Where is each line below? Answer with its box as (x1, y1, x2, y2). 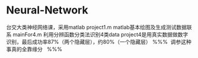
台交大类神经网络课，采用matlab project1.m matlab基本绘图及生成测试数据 (6, 23, 187, 30)
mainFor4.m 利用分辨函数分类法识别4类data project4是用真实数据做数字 (12, 30, 189, 38)
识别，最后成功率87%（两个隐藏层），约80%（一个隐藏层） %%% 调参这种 (6, 38, 191, 45)
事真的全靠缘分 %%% (6, 45, 63, 53)
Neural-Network (6, 4, 88, 17)
